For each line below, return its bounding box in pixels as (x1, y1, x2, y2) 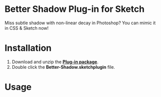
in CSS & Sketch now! (4, 25, 49, 31)
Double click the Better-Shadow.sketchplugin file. (11, 64, 116, 70)
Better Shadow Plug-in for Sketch (4, 3, 145, 15)
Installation (4, 43, 52, 54)
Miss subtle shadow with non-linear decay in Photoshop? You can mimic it (4, 20, 156, 26)
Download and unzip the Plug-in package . (11, 58, 99, 65)
